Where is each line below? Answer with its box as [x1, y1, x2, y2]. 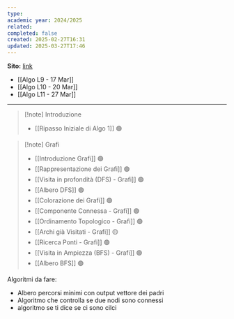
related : [7, 23, 33, 30]
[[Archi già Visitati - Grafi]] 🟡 [34, 228, 118, 236]
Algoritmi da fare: [7, 275, 57, 283]
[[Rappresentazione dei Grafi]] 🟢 [34, 165, 130, 173]
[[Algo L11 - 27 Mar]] [17, 90, 77, 98]
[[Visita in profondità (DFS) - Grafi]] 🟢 [34, 175, 144, 184]
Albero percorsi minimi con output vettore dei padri [17, 289, 164, 297]
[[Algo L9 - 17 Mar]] [17, 75, 75, 84]
